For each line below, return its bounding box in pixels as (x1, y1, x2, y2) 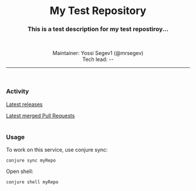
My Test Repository (49, 4, 147, 18)
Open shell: (6, 168, 34, 175)
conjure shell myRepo (6, 179, 59, 185)
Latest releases (6, 101, 43, 108)
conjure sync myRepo (6, 158, 57, 163)
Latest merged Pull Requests (6, 112, 75, 119)
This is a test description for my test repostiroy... (27, 25, 169, 33)
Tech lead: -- (82, 56, 114, 63)
